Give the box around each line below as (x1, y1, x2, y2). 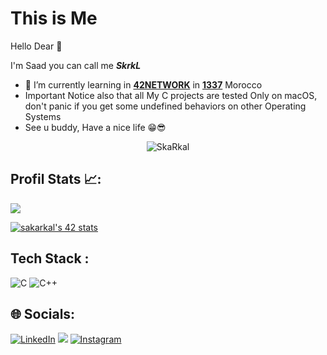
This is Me (10, 7, 98, 30)
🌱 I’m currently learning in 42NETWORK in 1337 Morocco (24, 78, 263, 91)
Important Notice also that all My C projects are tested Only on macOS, (24, 89, 318, 101)
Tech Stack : (10, 250, 90, 267)
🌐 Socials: (10, 305, 76, 322)
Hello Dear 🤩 (10, 40, 63, 52)
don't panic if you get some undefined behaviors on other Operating (24, 100, 307, 112)
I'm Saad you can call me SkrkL (10, 59, 142, 71)
